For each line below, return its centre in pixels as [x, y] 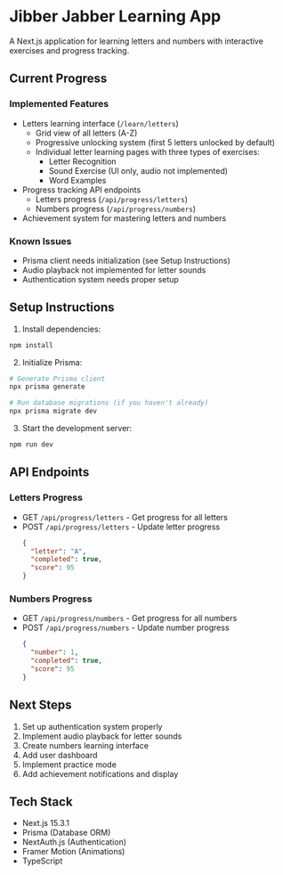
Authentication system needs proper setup [101, 279]
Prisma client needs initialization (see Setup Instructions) [126, 260]
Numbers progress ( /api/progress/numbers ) [116, 209]
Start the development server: [77, 429]
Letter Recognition [83, 161]
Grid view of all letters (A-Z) [86, 133]
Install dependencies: [61, 329]
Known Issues [40, 241]
